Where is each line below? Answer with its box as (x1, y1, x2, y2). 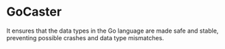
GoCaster (6, 4, 62, 20)
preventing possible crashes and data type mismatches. (6, 33, 165, 42)
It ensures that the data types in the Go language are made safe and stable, (6, 27, 219, 35)
